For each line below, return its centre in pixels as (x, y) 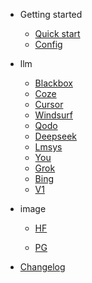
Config (48, 44)
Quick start (57, 33)
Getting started (51, 14)
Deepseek (55, 136)
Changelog (42, 267)
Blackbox (53, 83)
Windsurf (53, 115)
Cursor (49, 104)
